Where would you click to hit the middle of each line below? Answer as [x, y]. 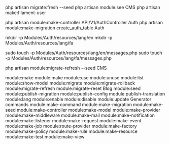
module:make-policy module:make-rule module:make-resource [72, 131]
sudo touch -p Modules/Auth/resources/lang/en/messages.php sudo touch [84, 53]
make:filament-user [26, 13]
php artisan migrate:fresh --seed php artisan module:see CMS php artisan [83, 7]
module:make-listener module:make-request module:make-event [73, 121]
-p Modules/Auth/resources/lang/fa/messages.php [58, 58]
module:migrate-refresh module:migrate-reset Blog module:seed [73, 88]
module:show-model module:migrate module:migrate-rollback [70, 83]
